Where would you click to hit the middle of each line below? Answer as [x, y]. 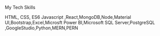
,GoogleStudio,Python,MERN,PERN [42, 28]
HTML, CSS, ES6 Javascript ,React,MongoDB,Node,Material [68, 17]
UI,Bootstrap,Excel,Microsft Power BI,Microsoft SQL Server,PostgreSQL [80, 23]
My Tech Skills [20, 7]
